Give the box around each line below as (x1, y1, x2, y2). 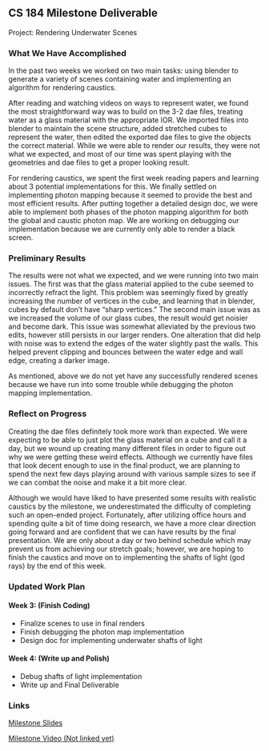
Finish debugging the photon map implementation (19, 627, 185, 637)
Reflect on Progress (8, 408, 87, 419)
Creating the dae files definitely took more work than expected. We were (8, 426, 248, 436)
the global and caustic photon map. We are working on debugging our (8, 216, 240, 226)
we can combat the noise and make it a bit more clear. (8, 477, 187, 487)
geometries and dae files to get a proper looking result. (8, 158, 190, 167)
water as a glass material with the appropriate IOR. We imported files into (8, 115, 250, 125)
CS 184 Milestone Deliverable (8, 6, 158, 20)
